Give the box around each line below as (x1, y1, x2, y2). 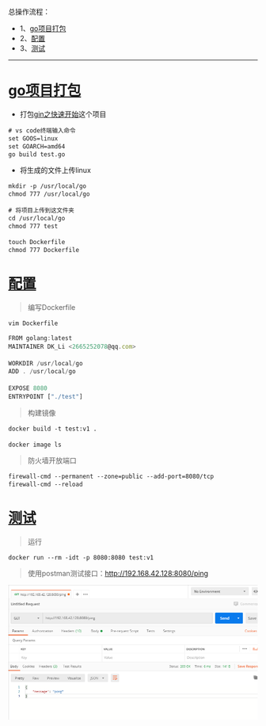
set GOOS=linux (8, 134, 59, 143)
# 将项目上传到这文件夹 (8, 206, 75, 214)
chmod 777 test (8, 222, 59, 230)
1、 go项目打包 (19, 24, 66, 33)
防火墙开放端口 (27, 455, 77, 465)
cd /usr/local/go (8, 214, 66, 222)
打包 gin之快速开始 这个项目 (19, 109, 107, 119)
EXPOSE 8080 (8, 384, 47, 392)
